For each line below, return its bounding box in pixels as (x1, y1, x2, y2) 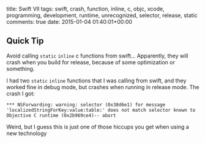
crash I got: (6, 90, 35, 97)
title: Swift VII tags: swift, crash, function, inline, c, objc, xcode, (6, 5, 165, 12)
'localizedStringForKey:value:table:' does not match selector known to (6, 107, 196, 113)
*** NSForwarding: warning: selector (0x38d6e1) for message (6, 101, 166, 108)
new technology (6, 130, 47, 137)
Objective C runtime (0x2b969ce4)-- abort (6, 112, 116, 119)
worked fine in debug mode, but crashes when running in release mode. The (6, 83, 199, 90)
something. (6, 65, 35, 72)
